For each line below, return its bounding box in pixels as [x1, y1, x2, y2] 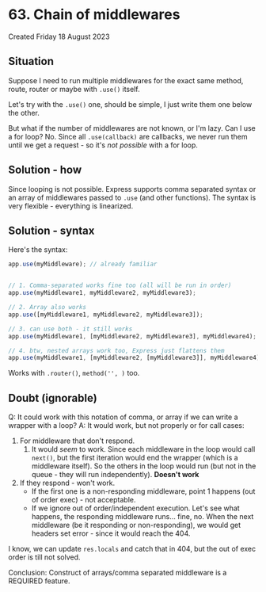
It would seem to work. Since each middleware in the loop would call [31, 445, 256, 454]
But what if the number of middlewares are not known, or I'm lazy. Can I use [8, 123, 256, 132]
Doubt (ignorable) [8, 391, 97, 405]
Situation [8, 55, 54, 68]
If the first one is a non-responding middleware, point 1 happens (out [31, 487, 256, 496]
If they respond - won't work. [19, 478, 116, 488]
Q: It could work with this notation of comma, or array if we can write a [8, 412, 239, 422]
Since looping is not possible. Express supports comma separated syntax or [8, 184, 256, 193]
